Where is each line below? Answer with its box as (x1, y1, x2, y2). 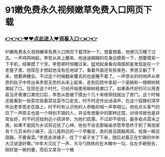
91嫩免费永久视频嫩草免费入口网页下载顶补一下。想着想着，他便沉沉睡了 (5, 49, 152, 55)
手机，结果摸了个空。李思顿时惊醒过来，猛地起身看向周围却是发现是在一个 (9, 61, 160, 67)
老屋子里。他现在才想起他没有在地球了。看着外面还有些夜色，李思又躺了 (5, 67, 151, 73)
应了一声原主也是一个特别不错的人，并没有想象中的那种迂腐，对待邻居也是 (5, 110, 156, 116)
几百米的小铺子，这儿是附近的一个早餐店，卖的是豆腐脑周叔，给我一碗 (13, 128, 156, 135)
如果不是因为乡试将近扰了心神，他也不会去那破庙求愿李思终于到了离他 (13, 122, 156, 128)
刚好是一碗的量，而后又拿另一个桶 (5, 147, 74, 153)
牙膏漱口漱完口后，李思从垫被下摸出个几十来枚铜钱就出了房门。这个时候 (13, 91, 160, 98)
